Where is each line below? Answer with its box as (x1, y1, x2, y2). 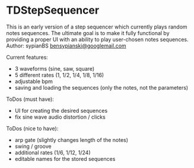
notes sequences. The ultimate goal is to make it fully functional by (6, 29, 170, 36)
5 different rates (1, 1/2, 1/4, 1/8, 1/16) (14, 71, 104, 78)
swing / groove (14, 142, 52, 150)
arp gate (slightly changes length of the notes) (14, 136, 129, 143)
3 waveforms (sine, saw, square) (14, 65, 95, 72)
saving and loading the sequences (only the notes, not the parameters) (14, 84, 189, 91)
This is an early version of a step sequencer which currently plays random (6, 23, 188, 30)
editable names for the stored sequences (14, 155, 116, 162)
